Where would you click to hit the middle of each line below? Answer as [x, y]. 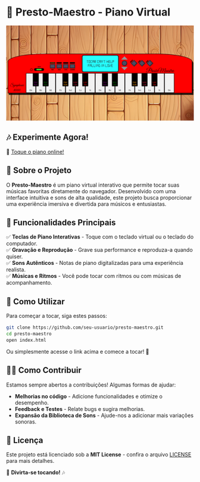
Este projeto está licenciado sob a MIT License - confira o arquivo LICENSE [99, 455]
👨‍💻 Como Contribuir [44, 370]
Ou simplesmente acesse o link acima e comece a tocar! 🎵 [78, 351]
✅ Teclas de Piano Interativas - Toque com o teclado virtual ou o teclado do [100, 237]
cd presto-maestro [29, 334]
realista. [16, 270]
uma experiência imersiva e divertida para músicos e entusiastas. [86, 204]
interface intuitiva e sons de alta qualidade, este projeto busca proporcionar [99, 197]
